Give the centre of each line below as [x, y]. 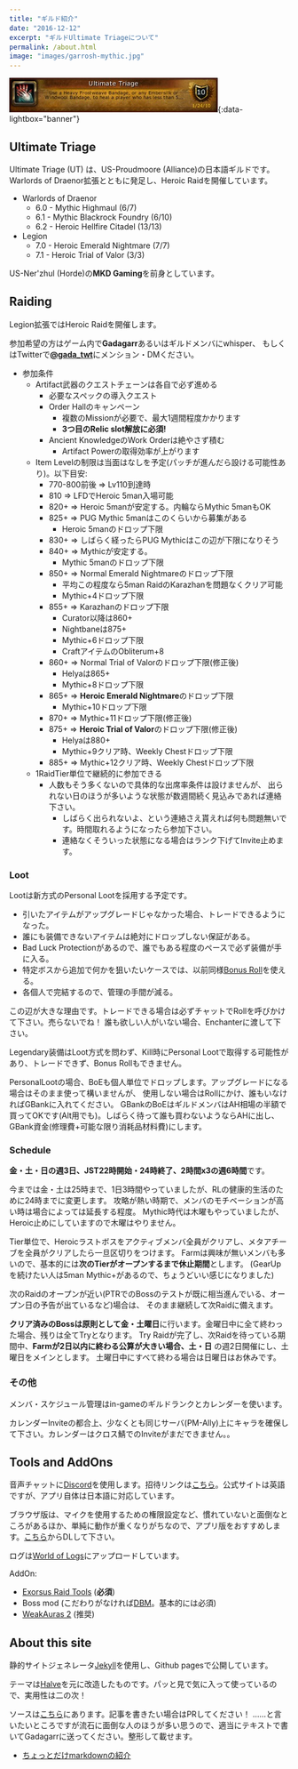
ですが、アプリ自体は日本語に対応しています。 [94, 1496]
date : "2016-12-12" [45, 28]
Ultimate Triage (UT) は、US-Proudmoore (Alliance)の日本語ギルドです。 [142, 169]
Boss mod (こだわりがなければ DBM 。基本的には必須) [119, 1603]
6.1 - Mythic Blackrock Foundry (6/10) [104, 217]
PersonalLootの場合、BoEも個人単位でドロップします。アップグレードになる [149, 1082]
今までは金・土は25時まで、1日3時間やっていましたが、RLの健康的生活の [143, 1190]
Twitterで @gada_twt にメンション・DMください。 [108, 354]
